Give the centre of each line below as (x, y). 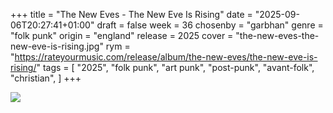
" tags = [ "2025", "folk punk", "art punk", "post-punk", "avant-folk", (175, 67)
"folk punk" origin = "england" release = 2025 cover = (122, 35)
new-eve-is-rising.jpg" (57, 46)
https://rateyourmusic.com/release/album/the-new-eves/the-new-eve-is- (166, 57)
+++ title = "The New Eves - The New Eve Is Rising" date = (131, 14)
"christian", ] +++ (46, 78)
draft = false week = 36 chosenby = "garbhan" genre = (210, 25)
